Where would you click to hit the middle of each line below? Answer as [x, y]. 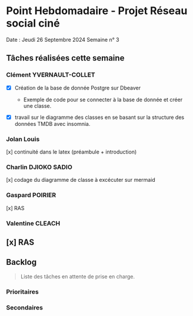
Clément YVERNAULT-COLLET [51, 75]
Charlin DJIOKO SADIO [39, 167]
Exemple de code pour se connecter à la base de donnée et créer [103, 99]
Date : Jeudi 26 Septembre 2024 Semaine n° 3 [63, 39]
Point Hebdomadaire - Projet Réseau [97, 11]
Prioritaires [23, 291]
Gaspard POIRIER [31, 195]
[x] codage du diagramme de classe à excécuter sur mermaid [81, 180]
